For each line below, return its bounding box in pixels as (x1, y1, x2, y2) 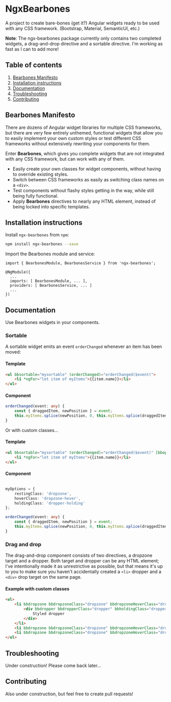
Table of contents (5, 61, 62, 69)
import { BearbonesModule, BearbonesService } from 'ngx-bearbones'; (5, 261, 156, 266)
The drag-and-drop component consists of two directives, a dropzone (5, 552, 153, 558)
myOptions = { (5, 486, 36, 492)
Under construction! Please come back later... (5, 662, 101, 668)
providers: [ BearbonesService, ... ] (10, 283, 93, 288)
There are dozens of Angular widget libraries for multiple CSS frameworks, (5, 124, 162, 130)
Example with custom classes (5, 585, 70, 591)
